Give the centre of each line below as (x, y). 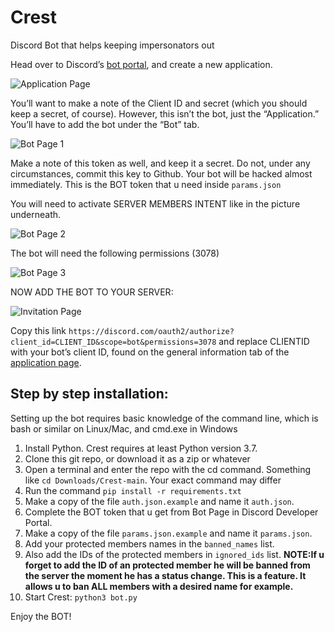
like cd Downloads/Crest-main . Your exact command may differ (153, 480)
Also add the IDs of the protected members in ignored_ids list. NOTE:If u (174, 554)
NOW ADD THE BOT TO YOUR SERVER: (92, 292)
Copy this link (38, 330)
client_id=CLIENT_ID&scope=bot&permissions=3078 (113, 342)
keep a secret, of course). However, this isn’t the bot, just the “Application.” (165, 113)
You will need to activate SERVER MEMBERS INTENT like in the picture (155, 203)
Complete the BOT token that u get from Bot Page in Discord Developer (171, 512)
